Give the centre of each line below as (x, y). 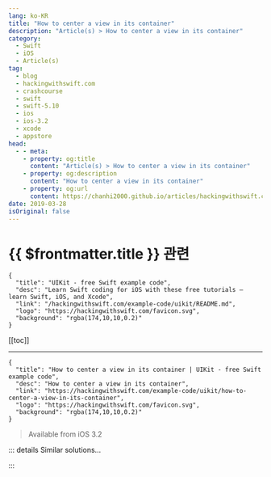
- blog (27, 76)
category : (25, 38)
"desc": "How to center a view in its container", (102, 384)
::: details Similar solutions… (55, 450)
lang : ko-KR (28, 16)
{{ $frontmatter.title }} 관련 (99, 253)
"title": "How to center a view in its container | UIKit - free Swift (139, 370)
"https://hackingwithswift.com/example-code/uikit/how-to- (146, 391)
